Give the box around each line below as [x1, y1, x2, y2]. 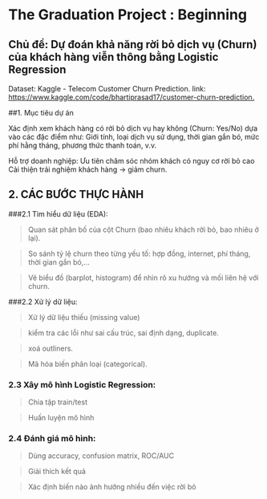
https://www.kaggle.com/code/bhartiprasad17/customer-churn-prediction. [8, 92, 255, 102]
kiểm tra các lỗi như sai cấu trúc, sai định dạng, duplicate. [27, 327, 219, 338]
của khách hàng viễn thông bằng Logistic [8, 50, 219, 63]
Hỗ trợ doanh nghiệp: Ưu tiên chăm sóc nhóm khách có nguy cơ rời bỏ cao [8, 156, 255, 165]
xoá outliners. [27, 343, 74, 353]
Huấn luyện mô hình [27, 413, 95, 423]
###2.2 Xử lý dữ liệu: [8, 297, 78, 306]
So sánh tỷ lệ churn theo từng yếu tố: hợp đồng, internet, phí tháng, [27, 249, 251, 258]
